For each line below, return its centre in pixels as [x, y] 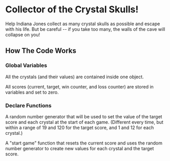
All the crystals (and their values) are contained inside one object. [75, 77]
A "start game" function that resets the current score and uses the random [84, 143]
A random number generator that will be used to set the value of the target [84, 116]
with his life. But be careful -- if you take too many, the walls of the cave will [85, 29]
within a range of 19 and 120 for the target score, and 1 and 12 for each [80, 128]
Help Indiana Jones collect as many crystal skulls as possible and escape [83, 24]
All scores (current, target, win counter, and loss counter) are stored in [79, 86]
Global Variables [26, 65]
